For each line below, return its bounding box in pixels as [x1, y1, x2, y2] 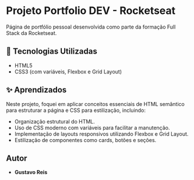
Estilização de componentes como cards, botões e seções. [14, 136, 157, 143]
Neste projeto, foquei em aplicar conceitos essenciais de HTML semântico [6, 100, 185, 107]
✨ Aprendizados [6, 85, 67, 95]
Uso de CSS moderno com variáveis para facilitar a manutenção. [14, 124, 170, 131]
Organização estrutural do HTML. [14, 118, 95, 125]
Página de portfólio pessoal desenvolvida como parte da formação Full [6, 23, 176, 30]
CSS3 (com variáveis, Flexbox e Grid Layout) [14, 68, 122, 75]
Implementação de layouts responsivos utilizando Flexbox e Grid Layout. [14, 130, 189, 137]
